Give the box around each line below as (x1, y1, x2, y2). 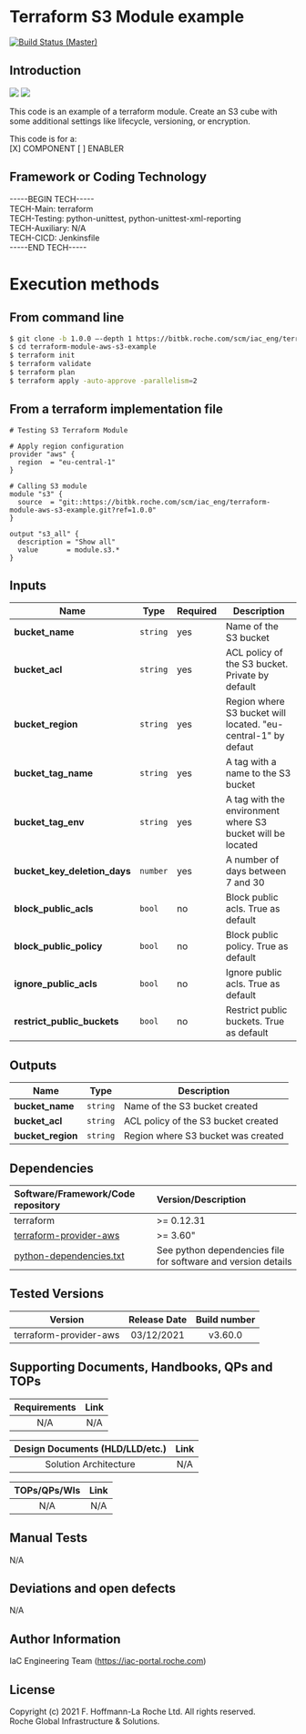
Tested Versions (9, 1286, 105, 1301)
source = (17, 497, 55, 506)
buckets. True (225, 1015, 285, 1028)
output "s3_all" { (9, 529, 79, 538)
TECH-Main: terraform (9, 203, 94, 214)
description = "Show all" (17, 537, 117, 546)
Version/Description (156, 1193, 247, 1206)
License (9, 1682, 56, 1698)
